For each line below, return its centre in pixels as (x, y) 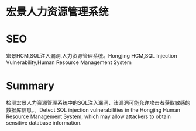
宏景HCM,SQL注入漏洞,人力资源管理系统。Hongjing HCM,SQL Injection (92, 56)
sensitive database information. (44, 123)
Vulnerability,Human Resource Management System (69, 62)
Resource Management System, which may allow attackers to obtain (89, 116)
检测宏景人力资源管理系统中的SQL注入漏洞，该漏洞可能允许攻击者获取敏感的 (98, 103)
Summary (30, 86)
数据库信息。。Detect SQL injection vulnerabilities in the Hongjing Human (93, 110)
